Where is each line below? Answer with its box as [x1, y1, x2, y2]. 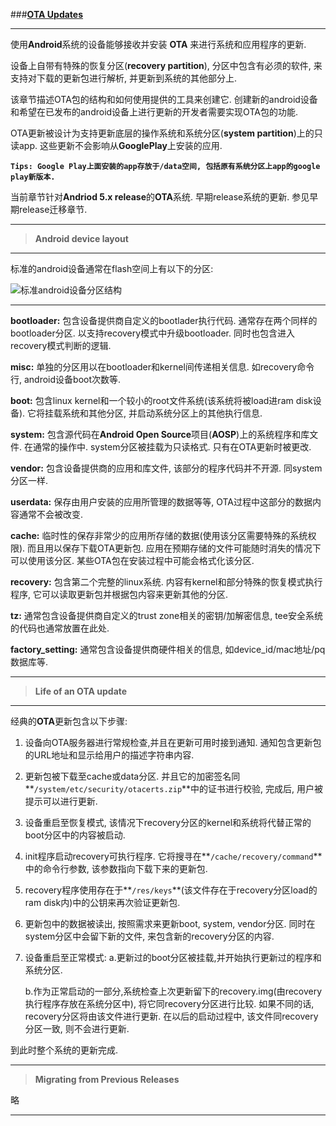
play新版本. [10, 172, 56, 182]
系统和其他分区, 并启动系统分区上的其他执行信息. [62, 407, 263, 419]
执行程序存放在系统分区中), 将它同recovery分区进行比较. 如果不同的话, [24, 998, 315, 1009]
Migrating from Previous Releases [34, 1074, 180, 1085]
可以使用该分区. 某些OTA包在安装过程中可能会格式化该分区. [10, 555, 255, 566]
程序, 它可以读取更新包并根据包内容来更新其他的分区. [10, 589, 229, 600]
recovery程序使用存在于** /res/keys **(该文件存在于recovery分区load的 [24, 884, 318, 896]
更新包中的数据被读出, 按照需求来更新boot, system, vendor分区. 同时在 [24, 918, 316, 929]
